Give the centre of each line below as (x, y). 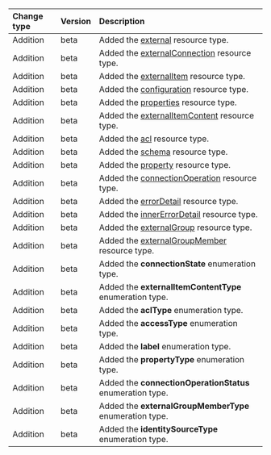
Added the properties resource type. (168, 102)
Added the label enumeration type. (165, 346)
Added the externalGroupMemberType (174, 406)
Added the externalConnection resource (175, 52)
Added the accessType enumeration (168, 323)
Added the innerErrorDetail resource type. (178, 214)
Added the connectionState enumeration (177, 264)
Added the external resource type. (164, 40)
